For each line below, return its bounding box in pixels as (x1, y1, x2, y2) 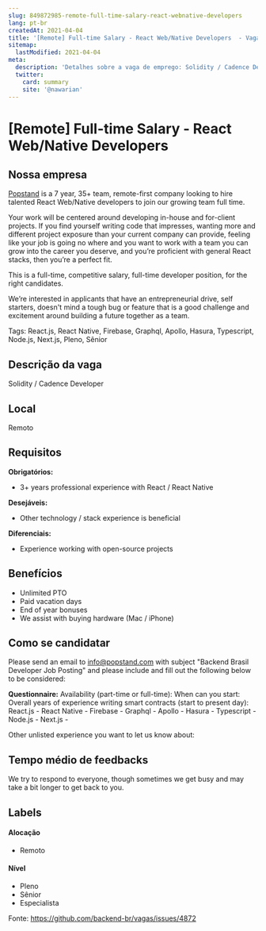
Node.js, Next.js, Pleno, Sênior (8, 335, 108, 344)
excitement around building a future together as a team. (8, 311, 190, 321)
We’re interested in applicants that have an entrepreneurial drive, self (8, 294, 234, 304)
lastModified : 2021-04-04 (15, 48, 101, 56)
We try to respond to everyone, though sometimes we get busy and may (8, 775, 244, 784)
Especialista (19, 898, 59, 908)
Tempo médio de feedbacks (8, 753, 149, 767)
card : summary (22, 78, 69, 86)
